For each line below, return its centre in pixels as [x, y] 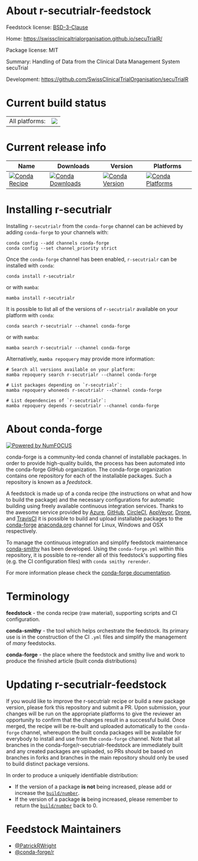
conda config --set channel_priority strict [62, 248]
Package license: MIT [32, 50]
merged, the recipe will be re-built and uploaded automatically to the [89, 726]
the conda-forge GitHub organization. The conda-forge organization [89, 469]
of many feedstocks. [31, 643]
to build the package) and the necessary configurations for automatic [90, 499]
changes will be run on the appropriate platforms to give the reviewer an [94, 713]
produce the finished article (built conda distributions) [72, 661]
